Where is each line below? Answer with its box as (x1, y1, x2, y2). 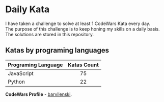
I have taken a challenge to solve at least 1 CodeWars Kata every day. (5, 20, 150, 27)
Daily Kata (5, 4, 50, 15)
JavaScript (8, 70, 34, 77)
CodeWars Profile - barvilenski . (5, 91, 72, 97)
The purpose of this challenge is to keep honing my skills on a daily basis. (5, 25, 160, 32)
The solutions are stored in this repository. (5, 31, 94, 37)
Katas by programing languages (5, 46, 110, 55)
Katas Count (68, 61, 99, 68)
